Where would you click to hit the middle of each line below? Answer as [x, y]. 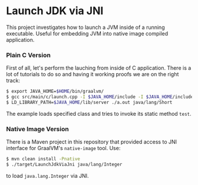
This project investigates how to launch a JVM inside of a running [85, 27]
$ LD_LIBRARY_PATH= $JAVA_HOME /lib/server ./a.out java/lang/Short [89, 102]
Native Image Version [37, 129]
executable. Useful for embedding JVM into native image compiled [87, 33]
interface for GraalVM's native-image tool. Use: [63, 148]
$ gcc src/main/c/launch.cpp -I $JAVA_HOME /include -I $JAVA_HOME [89, 97]
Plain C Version [29, 55]
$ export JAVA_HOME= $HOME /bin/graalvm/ [55, 92]
